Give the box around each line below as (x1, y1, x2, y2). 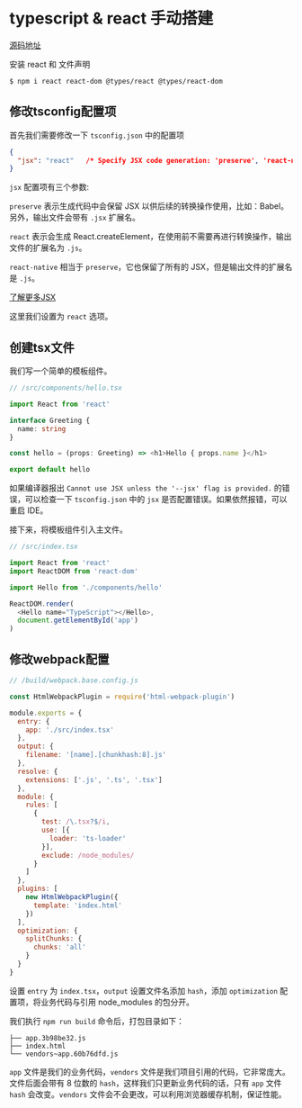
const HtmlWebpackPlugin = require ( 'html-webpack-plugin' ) (9, 692, 235, 701)
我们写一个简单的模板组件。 (9, 365, 112, 376)
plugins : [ (17, 884, 58, 894)
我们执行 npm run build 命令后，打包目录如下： (9, 1015, 184, 1026)
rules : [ (25, 800, 58, 810)
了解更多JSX (9, 292, 57, 302)
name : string (17, 424, 67, 433)
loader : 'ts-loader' (49, 833, 127, 842)
